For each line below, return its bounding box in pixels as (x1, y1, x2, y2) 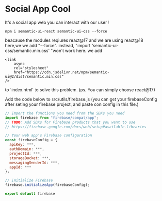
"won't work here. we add (50, 48, 103, 53)
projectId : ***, (9, 151, 42, 156)
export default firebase (5, 191, 55, 196)
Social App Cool (5, 3, 71, 15)
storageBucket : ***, (9, 155, 51, 161)
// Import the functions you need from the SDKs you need (5, 111, 125, 116)
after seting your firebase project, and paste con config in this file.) (5, 101, 139, 107)
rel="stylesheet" (14, 66, 49, 70)
